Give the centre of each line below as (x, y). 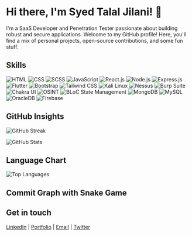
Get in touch (29, 213)
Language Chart (36, 160)
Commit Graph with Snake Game (66, 193)
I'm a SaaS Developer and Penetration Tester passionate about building (92, 28)
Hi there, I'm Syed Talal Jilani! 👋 (84, 12)
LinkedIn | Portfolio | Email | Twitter (48, 227)
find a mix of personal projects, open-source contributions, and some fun (95, 40)
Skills (16, 65)
